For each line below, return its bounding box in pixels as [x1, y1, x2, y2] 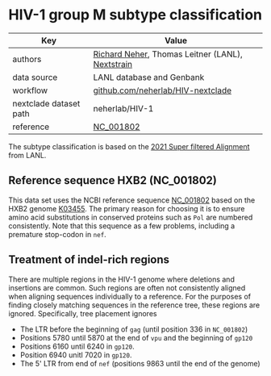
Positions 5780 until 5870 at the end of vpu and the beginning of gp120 [19, 332, 253, 342]
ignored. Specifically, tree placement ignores [8, 308, 157, 318]
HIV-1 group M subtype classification [8, 6, 263, 24]
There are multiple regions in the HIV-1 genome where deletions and [8, 274, 236, 284]
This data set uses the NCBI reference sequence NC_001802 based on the [8, 195, 256, 205]
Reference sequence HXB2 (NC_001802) [8, 173, 218, 187]
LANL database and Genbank [93, 71, 205, 82]
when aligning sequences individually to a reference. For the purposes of [8, 291, 252, 301]
